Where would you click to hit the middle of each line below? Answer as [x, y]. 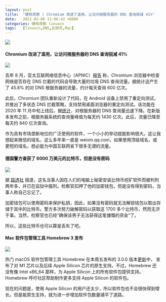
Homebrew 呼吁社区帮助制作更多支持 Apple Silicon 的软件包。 [68, 278]
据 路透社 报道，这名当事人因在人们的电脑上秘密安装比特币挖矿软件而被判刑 [82, 180]
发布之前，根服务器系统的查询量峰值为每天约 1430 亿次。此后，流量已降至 [85, 117]
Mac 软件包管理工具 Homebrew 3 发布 [44, 238]
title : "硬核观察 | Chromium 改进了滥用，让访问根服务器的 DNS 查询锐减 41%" [80, 14]
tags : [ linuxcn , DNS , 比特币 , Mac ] [40, 28]
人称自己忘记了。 [27, 192]
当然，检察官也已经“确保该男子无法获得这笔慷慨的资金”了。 [79, 215]
